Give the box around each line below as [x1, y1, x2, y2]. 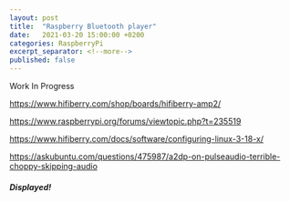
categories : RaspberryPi [9, 38, 104, 48]
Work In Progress [9, 81, 75, 91]
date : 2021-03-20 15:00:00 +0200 [9, 30, 145, 39]
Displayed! [9, 181, 52, 192]
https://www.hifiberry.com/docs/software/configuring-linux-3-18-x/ [9, 134, 264, 144]
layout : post [9, 13, 59, 23]
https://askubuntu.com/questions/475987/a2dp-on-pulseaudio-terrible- [9, 151, 281, 162]
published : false [9, 56, 76, 65]
